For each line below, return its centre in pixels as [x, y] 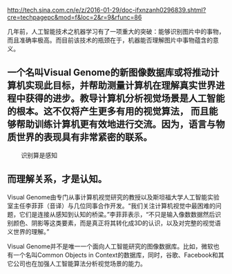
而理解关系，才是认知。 [57, 179]
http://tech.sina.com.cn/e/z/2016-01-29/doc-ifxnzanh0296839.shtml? [107, 10]
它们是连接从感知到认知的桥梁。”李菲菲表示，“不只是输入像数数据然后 [117, 214]
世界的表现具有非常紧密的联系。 [84, 137]
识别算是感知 [39, 155]
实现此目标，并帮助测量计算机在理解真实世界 [120, 86]
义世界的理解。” [28, 231]
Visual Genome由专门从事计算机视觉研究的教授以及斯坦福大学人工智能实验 [113, 197]
